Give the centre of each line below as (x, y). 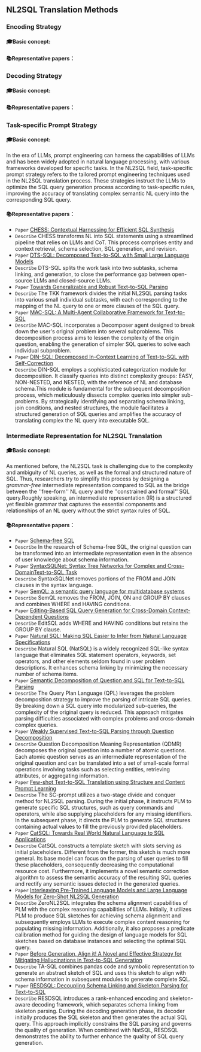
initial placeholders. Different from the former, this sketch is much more (103, 852)
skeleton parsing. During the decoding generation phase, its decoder (100, 1011)
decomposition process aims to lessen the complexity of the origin (97, 338)
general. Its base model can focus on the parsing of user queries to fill (101, 859)
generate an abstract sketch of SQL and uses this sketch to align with (100, 973)
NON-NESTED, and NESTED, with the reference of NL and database (98, 382)
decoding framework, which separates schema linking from (105, 1005)
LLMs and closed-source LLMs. (72, 280)
